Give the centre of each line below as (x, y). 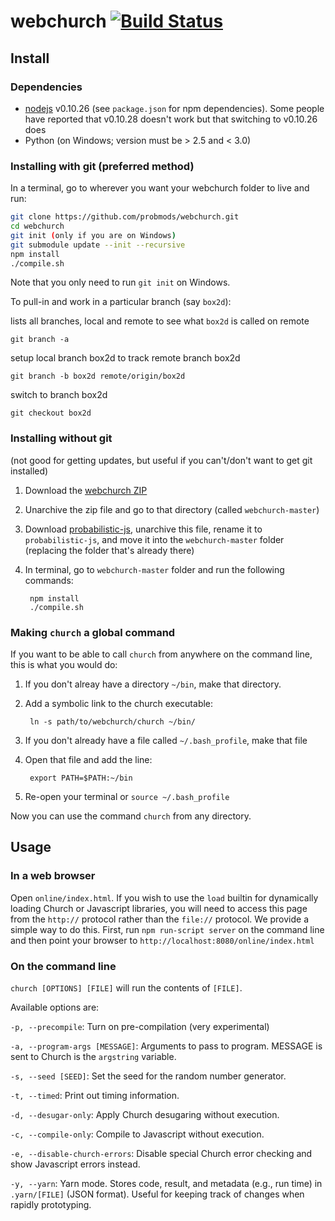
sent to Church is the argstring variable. (93, 1056)
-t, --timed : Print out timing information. (95, 1095)
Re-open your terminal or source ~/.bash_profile (127, 797)
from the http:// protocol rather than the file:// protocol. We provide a (160, 919)
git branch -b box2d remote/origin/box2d (98, 376)
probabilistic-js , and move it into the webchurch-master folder (154, 539)
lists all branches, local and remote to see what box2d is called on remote (160, 321)
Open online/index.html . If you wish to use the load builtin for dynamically (164, 897)
